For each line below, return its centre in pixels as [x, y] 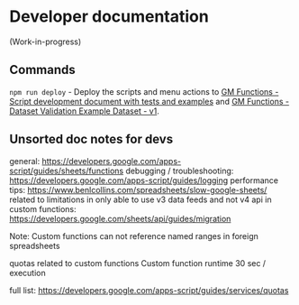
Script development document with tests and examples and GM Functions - [149, 101]
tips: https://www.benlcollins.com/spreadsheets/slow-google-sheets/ [138, 189]
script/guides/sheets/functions [67, 171]
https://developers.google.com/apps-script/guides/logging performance [144, 180]
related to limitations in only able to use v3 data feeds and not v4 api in [140, 199]
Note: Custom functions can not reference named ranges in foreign [134, 236]
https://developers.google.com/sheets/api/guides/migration [120, 218]
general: [25, 161]
